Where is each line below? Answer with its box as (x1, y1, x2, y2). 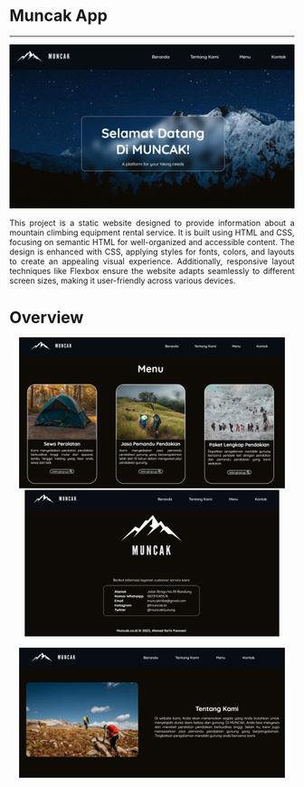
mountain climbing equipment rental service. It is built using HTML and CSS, (9, 227, 295, 238)
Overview (9, 307, 84, 327)
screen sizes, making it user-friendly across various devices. (9, 275, 236, 286)
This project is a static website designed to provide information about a (9, 218, 295, 229)
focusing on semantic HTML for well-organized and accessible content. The (9, 237, 295, 248)
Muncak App (9, 5, 109, 26)
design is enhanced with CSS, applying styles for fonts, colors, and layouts (9, 246, 295, 258)
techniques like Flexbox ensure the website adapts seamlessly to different (9, 266, 295, 277)
